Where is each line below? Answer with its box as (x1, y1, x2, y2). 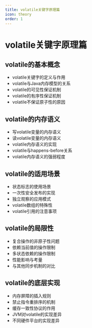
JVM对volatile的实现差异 (12, 311, 62, 317)
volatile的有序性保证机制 (12, 93, 61, 99)
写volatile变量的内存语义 (12, 129, 61, 135)
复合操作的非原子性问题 (12, 238, 60, 244)
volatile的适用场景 (5, 169, 60, 178)
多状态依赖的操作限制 (12, 250, 55, 256)
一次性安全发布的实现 (12, 190, 55, 196)
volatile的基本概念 (5, 60, 60, 69)
